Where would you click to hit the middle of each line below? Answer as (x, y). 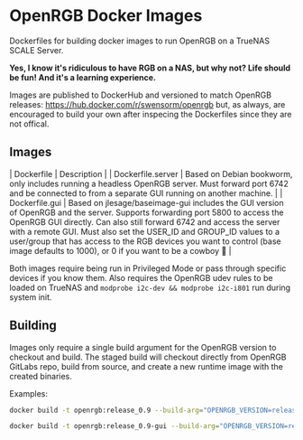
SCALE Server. (37, 50)
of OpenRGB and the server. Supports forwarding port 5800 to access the (147, 212)
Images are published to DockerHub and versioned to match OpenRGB (141, 95)
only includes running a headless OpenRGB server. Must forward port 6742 (149, 183)
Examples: (28, 393)
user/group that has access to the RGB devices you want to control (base (145, 241)
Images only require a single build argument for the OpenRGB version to (143, 347)
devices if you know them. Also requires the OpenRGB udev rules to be (141, 277)
